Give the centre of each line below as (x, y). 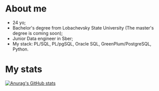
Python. (20, 49)
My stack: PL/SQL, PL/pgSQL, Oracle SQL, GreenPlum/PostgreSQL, (82, 43)
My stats (24, 69)
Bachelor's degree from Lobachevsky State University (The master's (83, 27)
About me (26, 9)
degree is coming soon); (37, 33)
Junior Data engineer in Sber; (43, 38)
